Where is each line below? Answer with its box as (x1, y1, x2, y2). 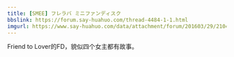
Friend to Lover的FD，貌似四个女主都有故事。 (7, 43, 138, 51)
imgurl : (7, 23, 30, 30)
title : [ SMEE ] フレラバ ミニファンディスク (7, 10, 122, 17)
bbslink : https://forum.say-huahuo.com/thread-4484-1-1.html (7, 16, 189, 23)
